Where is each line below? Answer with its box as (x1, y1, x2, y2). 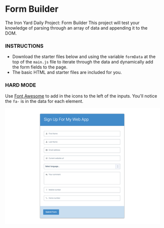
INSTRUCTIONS (5, 42, 44, 49)
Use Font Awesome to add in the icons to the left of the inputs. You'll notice (5, 93, 157, 99)
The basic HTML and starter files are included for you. (12, 69, 122, 75)
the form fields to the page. (12, 64, 68, 70)
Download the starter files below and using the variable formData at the (12, 54, 156, 60)
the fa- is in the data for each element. (5, 98, 83, 104)
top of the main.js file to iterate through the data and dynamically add (12, 59, 154, 65)
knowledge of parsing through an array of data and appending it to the (5, 25, 148, 31)
